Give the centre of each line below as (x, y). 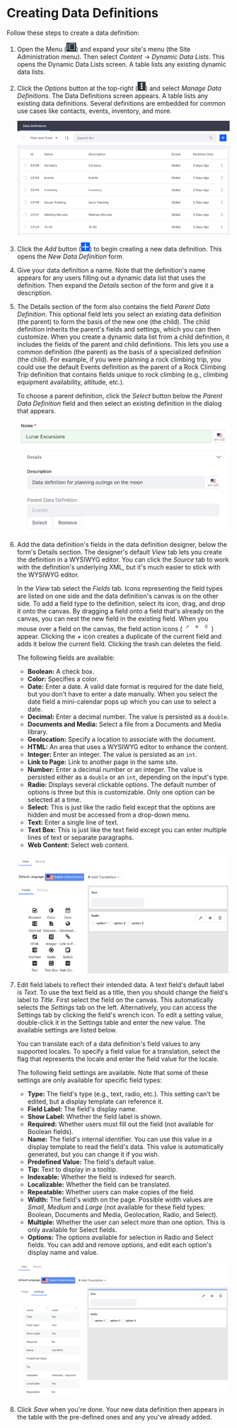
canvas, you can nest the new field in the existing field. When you (112, 618)
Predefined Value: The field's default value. (92, 1162)
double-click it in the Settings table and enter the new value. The (111, 1023)
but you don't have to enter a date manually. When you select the (122, 694)
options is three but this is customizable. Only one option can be (121, 792)
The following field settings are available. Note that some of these (112, 1073)
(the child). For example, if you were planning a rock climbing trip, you (119, 359)
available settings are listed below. (67, 1030)
